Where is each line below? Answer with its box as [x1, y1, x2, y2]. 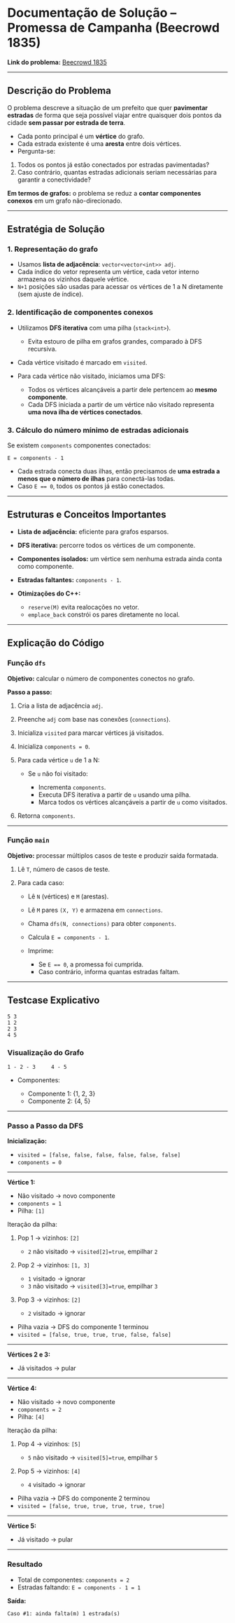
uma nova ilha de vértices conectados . [27, 408, 143, 416]
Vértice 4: [7, 1384, 37, 1393]
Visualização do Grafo [7, 1047, 85, 1057]
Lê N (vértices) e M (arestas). [27, 892, 109, 901]
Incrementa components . [38, 783, 106, 791]
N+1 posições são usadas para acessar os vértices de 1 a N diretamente [17, 283, 224, 291]
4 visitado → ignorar [27, 1481, 86, 1489]
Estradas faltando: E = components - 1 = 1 [17, 1583, 141, 1591]
